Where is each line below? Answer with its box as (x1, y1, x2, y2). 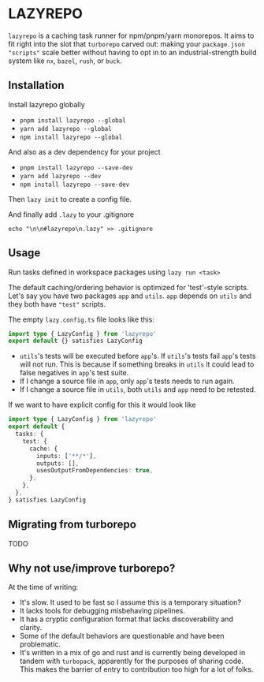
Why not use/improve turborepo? (8, 561, 176, 576)
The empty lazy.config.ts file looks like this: (8, 315, 155, 324)
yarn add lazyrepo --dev (19, 172, 102, 180)
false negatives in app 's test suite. (19, 368, 129, 378)
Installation (8, 79, 65, 92)
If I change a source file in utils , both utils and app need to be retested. (19, 385, 256, 394)
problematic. (19, 639, 61, 649)
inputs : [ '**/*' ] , (36, 452, 97, 460)
